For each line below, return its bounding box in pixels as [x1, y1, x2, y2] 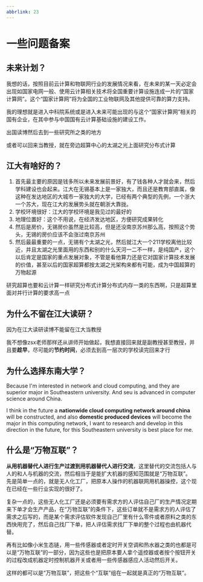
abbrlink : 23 [6, 8, 39, 15]
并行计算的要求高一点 [16, 289, 70, 297]
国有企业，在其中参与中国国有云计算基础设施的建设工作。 [6, 116, 149, 123]
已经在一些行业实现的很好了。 [11, 485, 86, 492]
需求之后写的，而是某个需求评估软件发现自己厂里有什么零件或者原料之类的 [6, 513, 192, 520]
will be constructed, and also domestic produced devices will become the [6, 413, 192, 421]
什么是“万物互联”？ [6, 445, 79, 455]
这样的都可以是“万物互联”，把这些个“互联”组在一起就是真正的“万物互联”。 [6, 569, 190, 576]
